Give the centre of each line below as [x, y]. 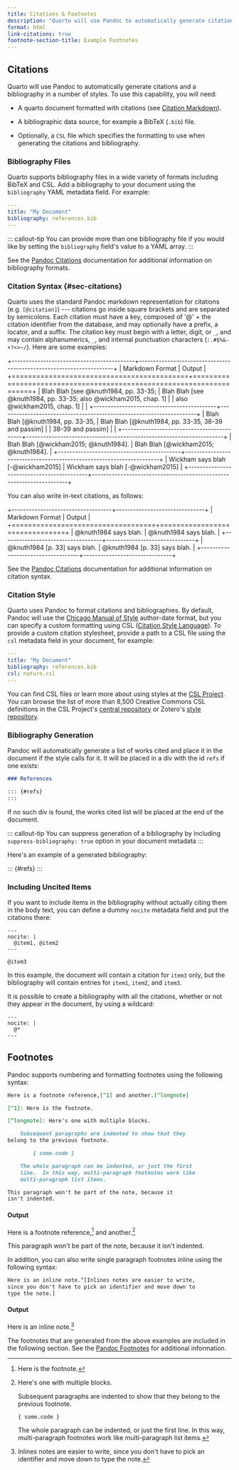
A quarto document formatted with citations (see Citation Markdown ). [119, 108]
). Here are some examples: [67, 347]
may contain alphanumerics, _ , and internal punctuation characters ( [107, 340]
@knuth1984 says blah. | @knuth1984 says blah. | [147, 532]
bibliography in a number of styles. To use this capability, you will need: [112, 94]
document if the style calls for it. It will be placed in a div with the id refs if [116, 758]
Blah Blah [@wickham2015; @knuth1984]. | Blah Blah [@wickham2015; [111, 444]
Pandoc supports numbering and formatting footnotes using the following [115, 1075]
